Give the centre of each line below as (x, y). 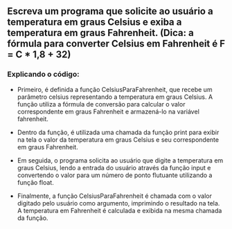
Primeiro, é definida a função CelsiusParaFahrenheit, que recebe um (115, 89)
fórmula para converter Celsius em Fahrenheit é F (116, 44)
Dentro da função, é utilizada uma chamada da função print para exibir (118, 132)
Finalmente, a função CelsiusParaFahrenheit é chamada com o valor (115, 196)
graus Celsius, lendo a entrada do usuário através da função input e (114, 167)
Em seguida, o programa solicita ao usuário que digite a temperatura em (120, 160)
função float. (35, 182)
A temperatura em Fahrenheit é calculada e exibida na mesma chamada (119, 210)
